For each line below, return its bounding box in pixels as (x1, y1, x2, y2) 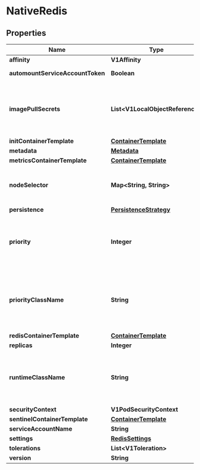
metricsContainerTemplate (9, 156, 87, 165)
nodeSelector (9, 181, 49, 189)
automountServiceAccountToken (9, 69, 105, 77)
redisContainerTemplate (9, 332, 79, 339)
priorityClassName (9, 296, 64, 304)
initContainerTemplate (9, 137, 74, 145)
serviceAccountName (9, 425, 73, 433)
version (9, 454, 32, 462)
